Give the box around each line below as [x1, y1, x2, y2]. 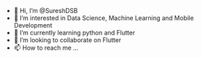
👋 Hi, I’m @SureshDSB [13, 7, 78, 14]
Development [13, 21, 53, 29]
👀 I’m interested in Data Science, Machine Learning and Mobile [13, 14, 194, 22]
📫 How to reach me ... [13, 43, 79, 52]
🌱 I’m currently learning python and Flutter [13, 28, 136, 37]
